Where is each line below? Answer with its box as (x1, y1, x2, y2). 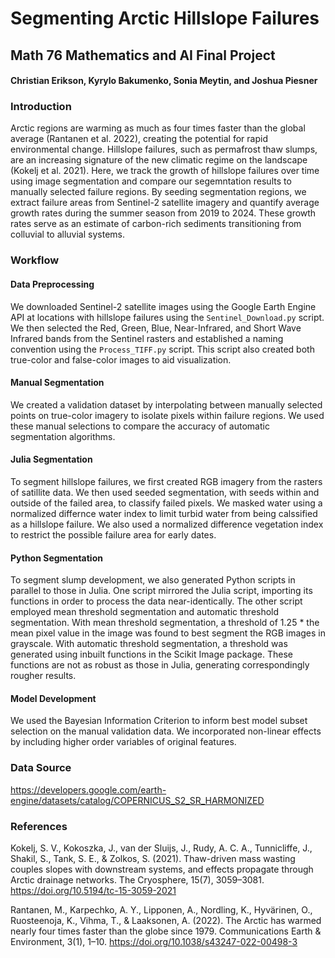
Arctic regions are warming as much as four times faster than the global (10, 122, 306, 134)
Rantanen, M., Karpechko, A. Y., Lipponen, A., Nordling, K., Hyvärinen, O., (10, 904, 313, 916)
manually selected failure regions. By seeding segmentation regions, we (10, 186, 307, 198)
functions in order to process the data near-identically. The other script (10, 595, 303, 607)
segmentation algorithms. (10, 430, 116, 442)
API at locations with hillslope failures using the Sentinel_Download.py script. (10, 311, 325, 323)
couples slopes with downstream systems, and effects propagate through (10, 863, 314, 875)
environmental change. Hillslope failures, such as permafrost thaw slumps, (10, 143, 318, 156)
